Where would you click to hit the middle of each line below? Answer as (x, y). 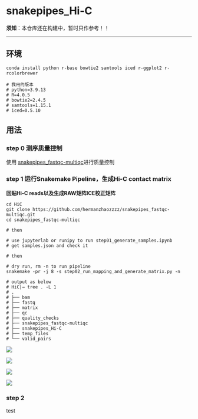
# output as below (29, 282)
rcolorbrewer (22, 73)
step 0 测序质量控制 (34, 148)
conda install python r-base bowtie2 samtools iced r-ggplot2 (84, 68)
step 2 (15, 398)
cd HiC (14, 204)
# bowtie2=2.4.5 (26, 100)
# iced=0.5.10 (24, 111)
